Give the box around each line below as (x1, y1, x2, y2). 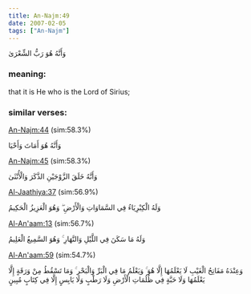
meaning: (8, 69, 47, 80)
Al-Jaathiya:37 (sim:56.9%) (8, 187, 99, 196)
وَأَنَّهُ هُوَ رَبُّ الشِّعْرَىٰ (8, 49, 67, 58)
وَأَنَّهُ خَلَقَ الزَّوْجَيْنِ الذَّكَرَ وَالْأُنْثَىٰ (8, 171, 98, 181)
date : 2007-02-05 (8, 19, 67, 27)
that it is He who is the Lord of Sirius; (8, 87, 131, 96)
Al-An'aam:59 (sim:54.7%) (8, 250, 96, 260)
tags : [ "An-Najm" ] (8, 26, 70, 34)
